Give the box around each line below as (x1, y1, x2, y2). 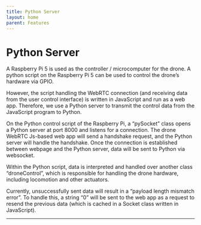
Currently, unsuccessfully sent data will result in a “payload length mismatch (6, 187, 195, 195)
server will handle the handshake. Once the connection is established (6, 139, 178, 146)
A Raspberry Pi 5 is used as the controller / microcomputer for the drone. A (6, 65, 191, 72)
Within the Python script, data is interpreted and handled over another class (6, 164, 193, 171)
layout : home (6, 14, 39, 20)
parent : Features (6, 20, 50, 26)
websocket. (6, 152, 35, 159)
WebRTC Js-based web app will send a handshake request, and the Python (6, 132, 193, 140)
